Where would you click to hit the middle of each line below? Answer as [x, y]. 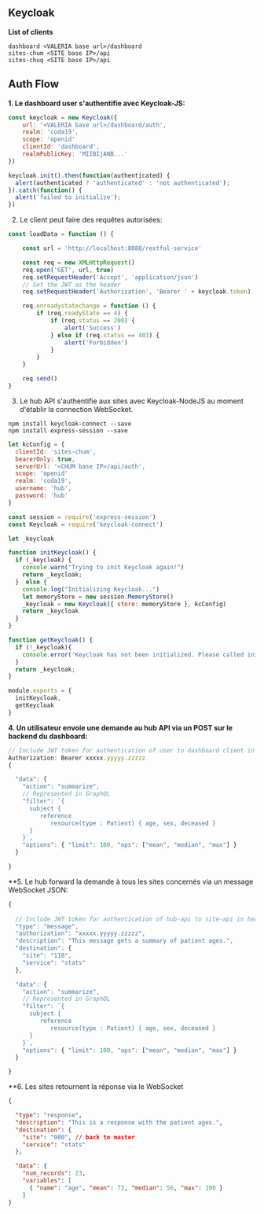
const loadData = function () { [61, 234]
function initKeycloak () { [52, 553]
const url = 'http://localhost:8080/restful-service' [112, 248]
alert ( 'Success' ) [93, 328]
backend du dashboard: [48, 736]
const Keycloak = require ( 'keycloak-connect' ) [86, 524]
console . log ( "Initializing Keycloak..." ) [91, 589]
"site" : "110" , [47, 955]
